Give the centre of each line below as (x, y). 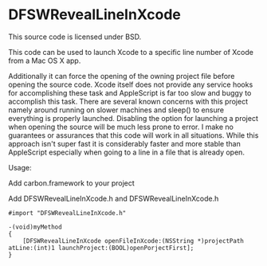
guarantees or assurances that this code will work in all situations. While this (133, 135)
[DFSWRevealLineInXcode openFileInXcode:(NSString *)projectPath (133, 241)
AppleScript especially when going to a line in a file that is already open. (127, 152)
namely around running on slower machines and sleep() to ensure (116, 110)
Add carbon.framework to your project (72, 183)
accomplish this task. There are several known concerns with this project (128, 101)
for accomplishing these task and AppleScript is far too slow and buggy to (130, 92)
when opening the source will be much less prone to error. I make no (121, 127)
